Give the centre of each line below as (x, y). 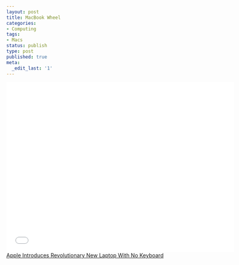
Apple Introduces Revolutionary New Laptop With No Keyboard (85, 255)
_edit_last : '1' (32, 68)
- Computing (21, 29)
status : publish (27, 46)
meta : (13, 62)
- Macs (15, 40)
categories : (21, 23)
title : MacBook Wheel (34, 18)
